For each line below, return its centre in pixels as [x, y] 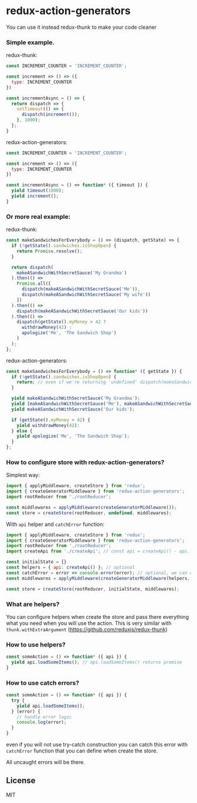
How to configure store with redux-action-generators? [85, 462]
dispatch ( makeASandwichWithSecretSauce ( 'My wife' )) [86, 295]
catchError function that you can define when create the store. [82, 751]
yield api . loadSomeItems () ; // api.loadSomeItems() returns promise [97, 662]
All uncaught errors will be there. [45, 762]
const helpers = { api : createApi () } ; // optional [70, 568]
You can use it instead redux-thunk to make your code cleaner [81, 27]
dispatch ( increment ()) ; [51, 115]
